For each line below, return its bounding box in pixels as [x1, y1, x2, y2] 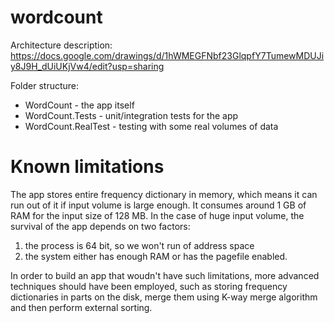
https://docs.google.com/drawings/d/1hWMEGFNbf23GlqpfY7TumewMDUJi [10, 49, 325, 61]
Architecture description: [10, 39, 113, 51]
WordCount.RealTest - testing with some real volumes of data [24, 120, 279, 132]
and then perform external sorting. [10, 301, 153, 313]
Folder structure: [10, 79, 80, 91]
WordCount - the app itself [24, 99, 135, 111]
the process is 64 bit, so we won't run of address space [24, 239, 255, 251]
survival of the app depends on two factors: [10, 220, 191, 232]
